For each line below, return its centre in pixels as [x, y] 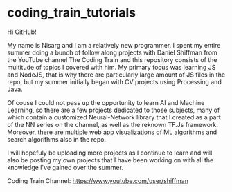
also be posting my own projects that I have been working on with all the [110, 160]
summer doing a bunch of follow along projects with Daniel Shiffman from [113, 52]
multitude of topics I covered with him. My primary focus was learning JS [111, 67]
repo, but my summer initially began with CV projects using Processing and [114, 81]
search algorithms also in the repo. [57, 139]
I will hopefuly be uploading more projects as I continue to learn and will [110, 153]
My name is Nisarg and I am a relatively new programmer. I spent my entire [114, 45]
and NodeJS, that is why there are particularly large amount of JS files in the [116, 75]
